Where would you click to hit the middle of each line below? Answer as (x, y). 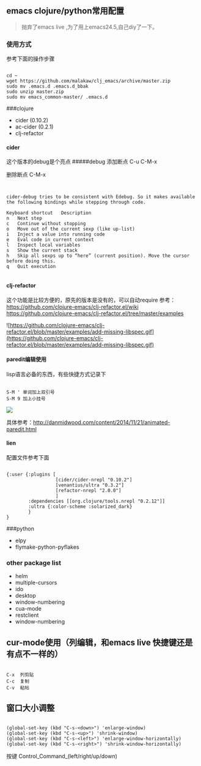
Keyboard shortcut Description (49, 213)
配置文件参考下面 (28, 457)
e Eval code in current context (50, 240)
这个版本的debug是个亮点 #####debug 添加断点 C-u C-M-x (82, 162)
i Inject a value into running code (56, 234)
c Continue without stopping (46, 224)
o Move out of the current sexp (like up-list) (71, 229)
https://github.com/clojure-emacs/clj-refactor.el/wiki (72, 307)
